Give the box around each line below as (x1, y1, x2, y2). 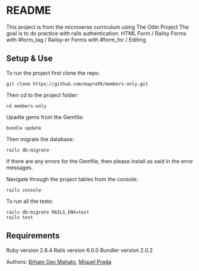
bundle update (6, 125, 42, 131)
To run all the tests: (6, 197, 54, 205)
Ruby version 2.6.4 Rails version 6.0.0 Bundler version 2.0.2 (6, 246, 154, 254)
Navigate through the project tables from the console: (6, 175, 139, 182)
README (6, 4, 51, 17)
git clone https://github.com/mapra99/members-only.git (6, 81, 148, 87)
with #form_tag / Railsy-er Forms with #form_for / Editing (6, 36, 146, 43)
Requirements (6, 231, 60, 241)
